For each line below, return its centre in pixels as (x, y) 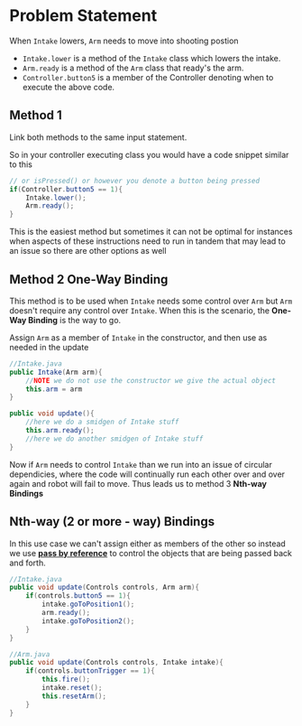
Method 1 (36, 115)
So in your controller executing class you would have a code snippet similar (149, 154)
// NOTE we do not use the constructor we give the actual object (151, 380)
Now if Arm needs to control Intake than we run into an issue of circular (141, 464)
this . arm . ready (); (60, 431)
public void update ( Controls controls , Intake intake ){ (116, 663)
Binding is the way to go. (75, 320)
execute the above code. (69, 87)
